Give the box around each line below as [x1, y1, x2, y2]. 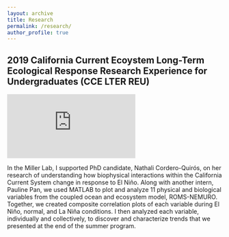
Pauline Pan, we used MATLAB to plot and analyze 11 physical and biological [7, 186, 222, 194]
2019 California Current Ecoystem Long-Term [7, 54, 205, 66]
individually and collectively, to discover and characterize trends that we [7, 214, 211, 223]
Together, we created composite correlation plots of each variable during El [7, 200, 220, 208]
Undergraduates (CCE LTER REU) [7, 76, 150, 87]
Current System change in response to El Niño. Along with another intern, [7, 178, 214, 186]
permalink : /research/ [7, 23, 72, 29]
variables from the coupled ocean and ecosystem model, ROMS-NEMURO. [7, 193, 217, 201]
